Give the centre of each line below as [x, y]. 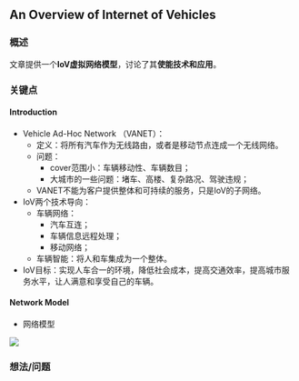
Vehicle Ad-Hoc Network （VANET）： [94, 133]
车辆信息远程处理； [86, 236]
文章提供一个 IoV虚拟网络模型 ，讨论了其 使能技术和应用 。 [115, 64]
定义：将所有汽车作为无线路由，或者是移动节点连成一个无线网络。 [159, 145]
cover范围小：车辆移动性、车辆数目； [120, 167]
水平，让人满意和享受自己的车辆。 [95, 281]
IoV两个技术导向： [56, 201]
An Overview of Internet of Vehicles [113, 15]
